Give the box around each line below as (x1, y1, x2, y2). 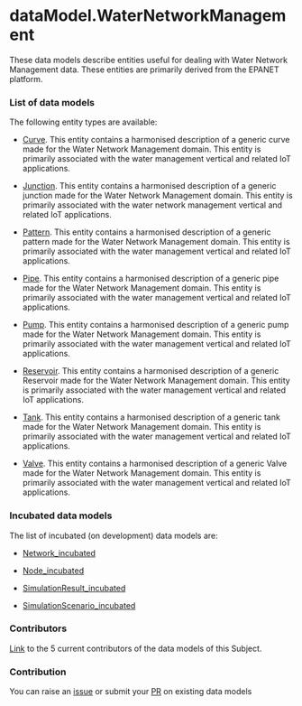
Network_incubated (22, 547, 96, 558)
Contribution (9, 665, 67, 678)
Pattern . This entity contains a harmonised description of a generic (22, 227, 271, 237)
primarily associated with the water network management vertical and (22, 200, 282, 210)
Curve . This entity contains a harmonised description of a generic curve (22, 135, 290, 145)
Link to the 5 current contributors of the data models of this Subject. (9, 643, 262, 654)
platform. (9, 73, 43, 84)
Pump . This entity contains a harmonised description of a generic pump (22, 320, 289, 330)
